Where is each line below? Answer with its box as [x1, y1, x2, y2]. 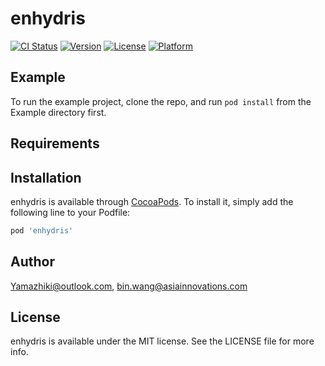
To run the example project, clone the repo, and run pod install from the [10, 95, 312, 107]
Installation [10, 169, 82, 186]
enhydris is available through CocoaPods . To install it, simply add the [10, 195, 294, 207]
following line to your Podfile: [10, 206, 131, 218]
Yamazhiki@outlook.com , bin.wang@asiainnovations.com [10, 280, 248, 292]
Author [10, 253, 55, 271]
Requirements [10, 135, 100, 152]
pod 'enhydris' [10, 225, 74, 236]
